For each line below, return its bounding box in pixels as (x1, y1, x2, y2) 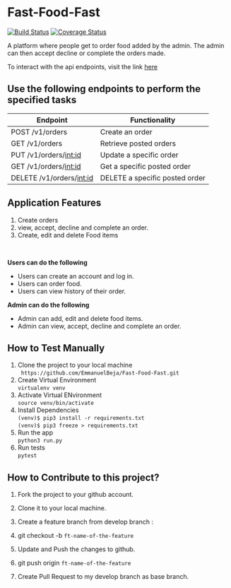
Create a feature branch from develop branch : (17, 517, 154, 527)
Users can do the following (7, 258, 88, 266)
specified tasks (7, 94, 77, 106)
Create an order (100, 127, 153, 136)
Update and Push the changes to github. (17, 545, 136, 553)
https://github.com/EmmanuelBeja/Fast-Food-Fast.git (20, 370, 179, 377)
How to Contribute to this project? (7, 471, 160, 483)
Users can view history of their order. (17, 287, 126, 295)
